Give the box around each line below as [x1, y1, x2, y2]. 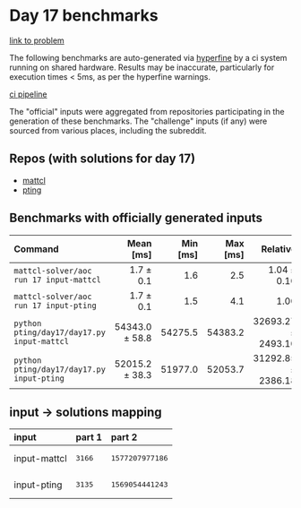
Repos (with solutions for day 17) [9, 151, 195, 167]
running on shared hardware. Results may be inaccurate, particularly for [9, 62, 275, 73]
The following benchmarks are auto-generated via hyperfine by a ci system [9, 52, 288, 63]
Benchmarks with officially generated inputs [9, 211, 262, 226]
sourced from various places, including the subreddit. [9, 125, 208, 135]
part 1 [75, 431, 103, 443]
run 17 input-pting [13, 300, 97, 310]
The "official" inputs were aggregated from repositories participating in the [9, 106, 285, 116]
